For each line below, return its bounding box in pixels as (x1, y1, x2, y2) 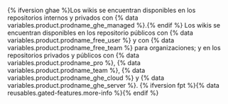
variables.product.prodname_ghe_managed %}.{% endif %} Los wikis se (7, 21, 221, 29)
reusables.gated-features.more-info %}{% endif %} (7, 88, 159, 97)
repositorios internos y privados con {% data (7, 13, 139, 22)
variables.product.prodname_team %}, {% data (7, 67, 146, 74)
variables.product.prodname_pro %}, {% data (7, 59, 141, 67)
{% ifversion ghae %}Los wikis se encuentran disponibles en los (7, 6, 196, 14)
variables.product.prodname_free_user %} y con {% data (7, 36, 175, 45)
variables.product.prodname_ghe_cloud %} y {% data (7, 74, 165, 82)
